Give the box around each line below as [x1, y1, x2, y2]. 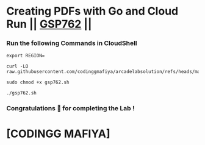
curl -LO [6, 63, 29, 69]
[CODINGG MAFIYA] [6, 127, 110, 141]
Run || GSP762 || [6, 17, 92, 31]
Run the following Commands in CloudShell [6, 39, 137, 48]
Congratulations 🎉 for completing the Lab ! [6, 104, 135, 113]
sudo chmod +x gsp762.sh [6, 79, 70, 86]
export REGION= [6, 53, 45, 59]
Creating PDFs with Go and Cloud [6, 4, 179, 18]
